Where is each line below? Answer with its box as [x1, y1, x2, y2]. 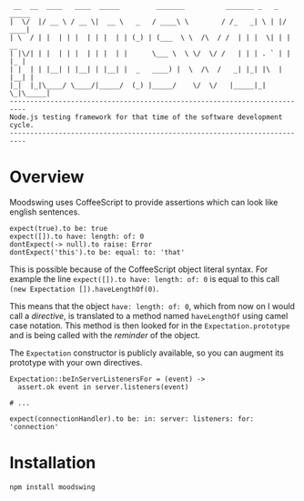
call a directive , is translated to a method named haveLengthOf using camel [9, 310, 289, 321]
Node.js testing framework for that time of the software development [9, 113, 283, 122]
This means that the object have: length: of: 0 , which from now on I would [9, 300, 296, 311]
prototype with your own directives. [9, 356, 143, 367]
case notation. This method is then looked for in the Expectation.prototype [9, 320, 290, 331]
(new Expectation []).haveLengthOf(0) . [9, 283, 159, 294]
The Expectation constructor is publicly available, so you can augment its [9, 347, 284, 358]
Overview [9, 166, 85, 187]
